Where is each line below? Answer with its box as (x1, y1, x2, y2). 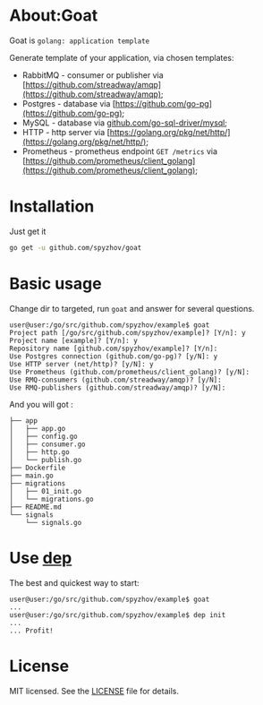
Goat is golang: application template (9, 35, 150, 46)
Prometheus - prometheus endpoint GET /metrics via (21, 145, 217, 157)
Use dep (9, 547, 72, 568)
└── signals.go (25, 518, 82, 527)
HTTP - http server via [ (21, 126, 110, 137)
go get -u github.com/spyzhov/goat (9, 243, 142, 252)
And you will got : (9, 399, 73, 409)
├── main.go (9, 471, 54, 480)
